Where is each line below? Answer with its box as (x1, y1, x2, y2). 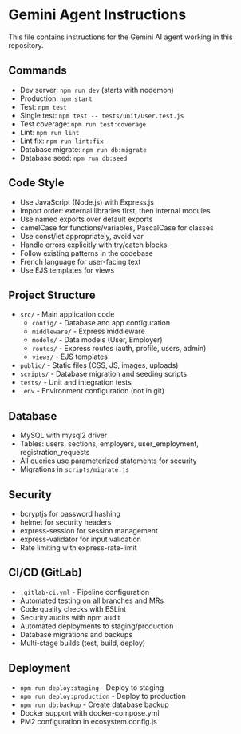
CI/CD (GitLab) (8, 566, 82, 580)
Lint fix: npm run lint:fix (19, 136, 104, 146)
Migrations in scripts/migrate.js (19, 465, 129, 474)
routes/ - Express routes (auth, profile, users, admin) (31, 344, 207, 353)
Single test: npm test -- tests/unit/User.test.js (19, 110, 184, 120)
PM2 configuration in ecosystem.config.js (19, 716, 158, 726)
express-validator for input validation (19, 534, 142, 544)
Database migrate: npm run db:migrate (19, 144, 148, 154)
